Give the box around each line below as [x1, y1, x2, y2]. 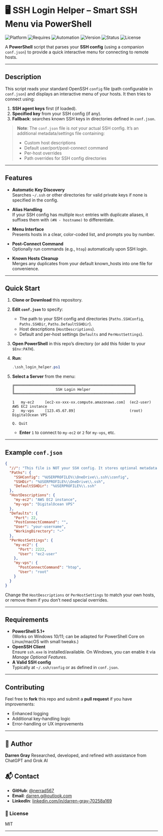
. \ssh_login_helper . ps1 [12, 365, 61, 370]
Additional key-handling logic [12, 716, 71, 722]
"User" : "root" [17, 569, 49, 574]
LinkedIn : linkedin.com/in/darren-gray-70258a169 [12, 798, 113, 803]
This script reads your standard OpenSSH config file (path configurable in [5, 85, 153, 91]
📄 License [5, 810, 29, 817]
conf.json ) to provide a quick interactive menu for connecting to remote [5, 49, 149, 55]
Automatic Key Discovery [12, 186, 65, 193]
